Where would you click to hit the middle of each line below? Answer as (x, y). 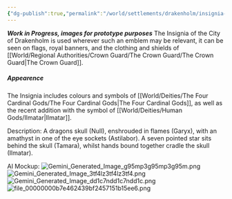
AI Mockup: (23, 166)
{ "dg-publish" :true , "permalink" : (55, 13)
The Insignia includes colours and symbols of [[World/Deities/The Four (108, 95)
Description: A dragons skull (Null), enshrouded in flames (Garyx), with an (112, 131)
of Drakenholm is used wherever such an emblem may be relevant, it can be (115, 40)
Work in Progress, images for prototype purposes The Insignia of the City (114, 33)
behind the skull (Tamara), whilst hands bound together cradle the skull (108, 145)
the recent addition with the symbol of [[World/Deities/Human (95, 110)
